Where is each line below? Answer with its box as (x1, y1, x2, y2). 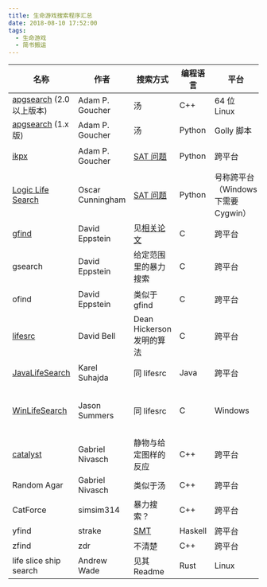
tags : (8, 26, 26, 34)
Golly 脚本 (214, 125, 252, 136)
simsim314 (78, 504, 121, 515)
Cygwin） (214, 208, 251, 219)
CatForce (12, 504, 47, 515)
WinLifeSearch (12, 405, 68, 416)
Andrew (78, 555, 107, 566)
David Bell (78, 331, 116, 342)
